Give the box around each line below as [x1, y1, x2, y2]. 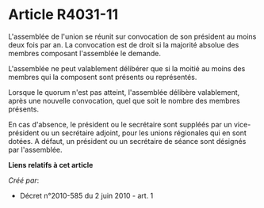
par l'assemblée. [8, 145, 63, 154]
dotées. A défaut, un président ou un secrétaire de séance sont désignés [8, 136, 247, 146]
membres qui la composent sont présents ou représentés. [8, 72, 197, 81]
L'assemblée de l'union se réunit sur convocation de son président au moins [8, 32, 257, 41]
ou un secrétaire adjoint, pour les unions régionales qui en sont [40, 128, 247, 138]
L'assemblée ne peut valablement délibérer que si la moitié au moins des [8, 63, 246, 73]
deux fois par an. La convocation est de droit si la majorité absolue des [8, 40, 239, 49]
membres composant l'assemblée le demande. [8, 48, 161, 58]
